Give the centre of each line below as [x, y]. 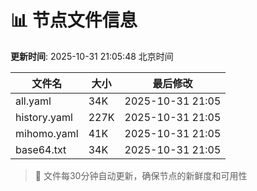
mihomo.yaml [47, 133]
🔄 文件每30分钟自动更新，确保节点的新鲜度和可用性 [141, 175]
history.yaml [44, 117]
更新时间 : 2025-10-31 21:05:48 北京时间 [92, 56]
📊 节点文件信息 [74, 20]
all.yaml [33, 101]
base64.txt [41, 149]
